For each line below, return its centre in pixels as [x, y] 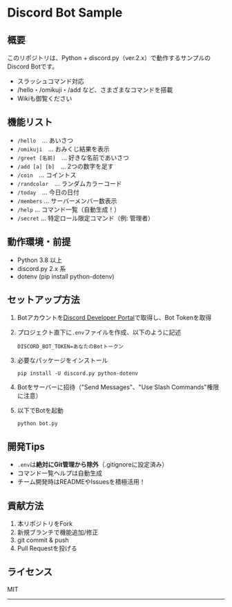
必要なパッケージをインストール [62, 360]
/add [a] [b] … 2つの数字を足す [65, 166]
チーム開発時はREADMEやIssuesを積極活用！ [81, 482]
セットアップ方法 [43, 300]
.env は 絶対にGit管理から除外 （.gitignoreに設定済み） [93, 465]
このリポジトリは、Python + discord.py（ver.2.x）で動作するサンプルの [109, 58]
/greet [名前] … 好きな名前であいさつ [73, 158]
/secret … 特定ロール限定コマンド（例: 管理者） [85, 218]
